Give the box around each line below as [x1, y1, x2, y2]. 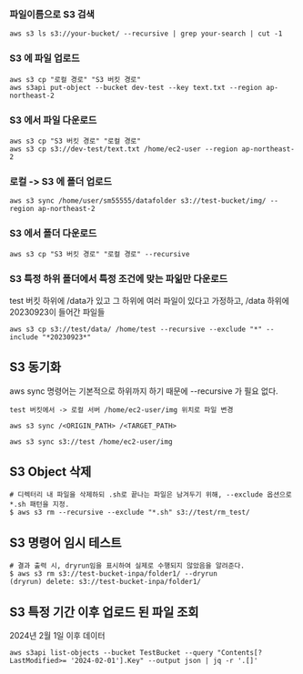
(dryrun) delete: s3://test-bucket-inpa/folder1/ [9, 578, 202, 587]
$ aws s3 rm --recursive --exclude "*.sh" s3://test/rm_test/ [9, 508, 250, 518]
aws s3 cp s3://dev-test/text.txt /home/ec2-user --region [9, 144, 238, 154]
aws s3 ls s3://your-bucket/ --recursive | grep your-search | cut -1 [9, 29, 283, 38]
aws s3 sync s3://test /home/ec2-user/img [9, 437, 173, 447]
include [9, 332, 39, 342]
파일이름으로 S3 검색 [9, 7, 96, 20]
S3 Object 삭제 [9, 464, 92, 479]
